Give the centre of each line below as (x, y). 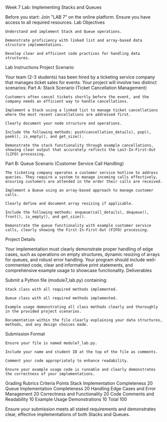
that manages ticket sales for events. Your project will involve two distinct (81, 82)
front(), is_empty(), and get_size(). (46, 217)
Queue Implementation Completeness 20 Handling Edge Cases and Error (81, 389)
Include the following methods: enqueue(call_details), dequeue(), (77, 212)
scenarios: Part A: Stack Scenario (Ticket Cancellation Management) (76, 88)
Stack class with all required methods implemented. (61, 289)
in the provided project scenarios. (43, 311)
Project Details (20, 239)
